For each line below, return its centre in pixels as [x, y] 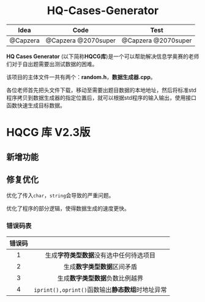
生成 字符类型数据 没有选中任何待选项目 [100, 255]
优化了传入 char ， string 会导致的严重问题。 [60, 195]
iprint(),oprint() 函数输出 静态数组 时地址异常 [100, 290]
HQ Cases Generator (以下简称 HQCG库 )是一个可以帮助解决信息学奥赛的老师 [103, 56]
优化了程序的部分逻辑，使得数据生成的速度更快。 [68, 208]
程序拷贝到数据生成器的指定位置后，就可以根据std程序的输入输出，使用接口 [102, 97]
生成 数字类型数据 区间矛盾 [100, 266]
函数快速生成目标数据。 [36, 105]
